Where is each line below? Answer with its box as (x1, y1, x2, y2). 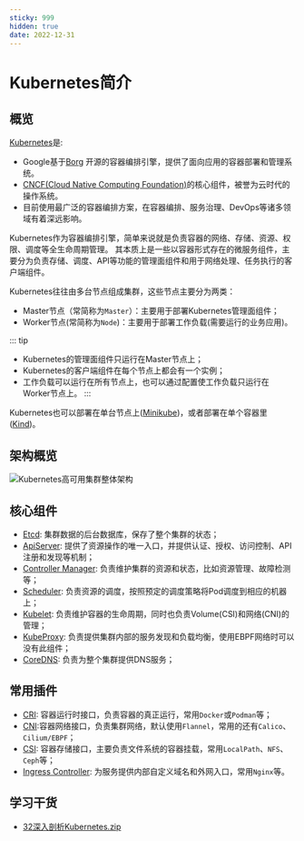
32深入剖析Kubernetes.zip (22, 821, 122, 832)
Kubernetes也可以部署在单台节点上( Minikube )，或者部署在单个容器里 (9, 407, 268, 419)
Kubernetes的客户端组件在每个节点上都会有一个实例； (22, 365, 225, 376)
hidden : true (9, 22, 59, 31)
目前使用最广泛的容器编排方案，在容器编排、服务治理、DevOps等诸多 (22, 202, 284, 213)
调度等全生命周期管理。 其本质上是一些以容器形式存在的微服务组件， (25, 244, 282, 255)
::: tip (9, 335, 29, 346)
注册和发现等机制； (22, 552, 95, 562)
